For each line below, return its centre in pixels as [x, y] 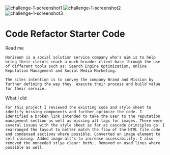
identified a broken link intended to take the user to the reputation [83, 116]
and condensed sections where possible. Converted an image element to [83, 134]
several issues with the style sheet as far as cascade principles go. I [85, 125]
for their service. [26, 88]
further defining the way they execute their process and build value [83, 84]
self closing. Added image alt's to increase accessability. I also [79, 138]
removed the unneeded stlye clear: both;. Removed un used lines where [83, 143]
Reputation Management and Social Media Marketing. [61, 71]
